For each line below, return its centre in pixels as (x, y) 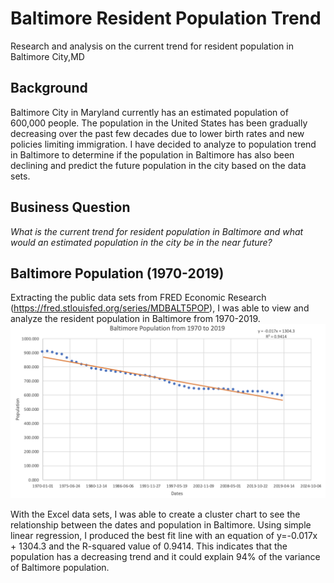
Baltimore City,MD (47, 56)
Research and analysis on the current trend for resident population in (152, 46)
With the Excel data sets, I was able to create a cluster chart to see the (155, 514)
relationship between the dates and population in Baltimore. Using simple (161, 524)
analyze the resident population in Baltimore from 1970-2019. (135, 319)
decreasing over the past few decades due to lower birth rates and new (157, 133)
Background (49, 88)
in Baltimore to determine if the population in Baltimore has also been (152, 154)
